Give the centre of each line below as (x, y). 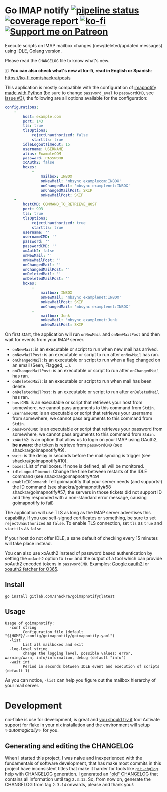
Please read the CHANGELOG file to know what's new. (57, 60)
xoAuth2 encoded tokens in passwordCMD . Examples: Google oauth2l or (77, 564)
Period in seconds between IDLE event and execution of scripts (91, 666)
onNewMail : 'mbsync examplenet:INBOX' (81, 297)
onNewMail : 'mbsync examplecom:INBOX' (81, 181)
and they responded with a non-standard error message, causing (80, 497)
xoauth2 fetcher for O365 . (32, 569)
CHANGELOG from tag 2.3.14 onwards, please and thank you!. (70, 785)
